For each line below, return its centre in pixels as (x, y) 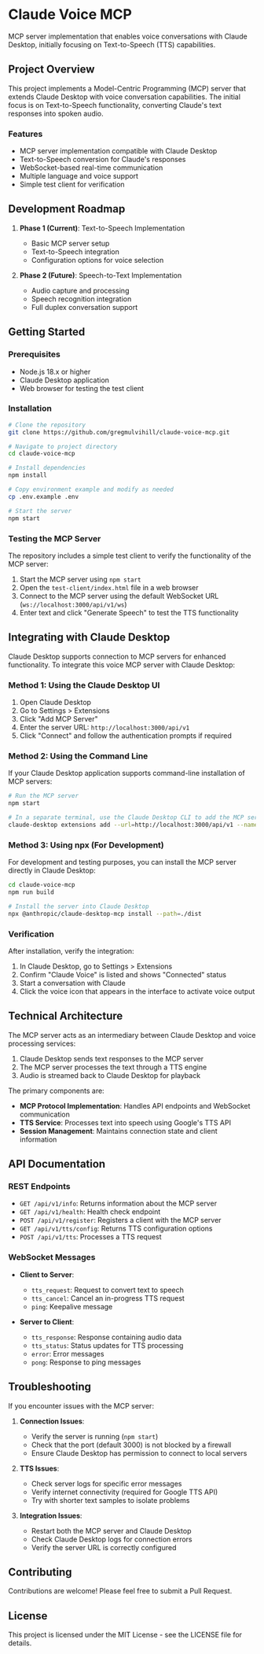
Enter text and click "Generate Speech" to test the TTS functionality (129, 612)
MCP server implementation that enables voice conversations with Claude (128, 36)
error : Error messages (68, 1353)
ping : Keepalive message (72, 1306)
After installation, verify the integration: (71, 951)
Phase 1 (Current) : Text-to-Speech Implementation (102, 228)
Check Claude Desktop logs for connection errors (112, 1539)
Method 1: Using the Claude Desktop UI (84, 685)
